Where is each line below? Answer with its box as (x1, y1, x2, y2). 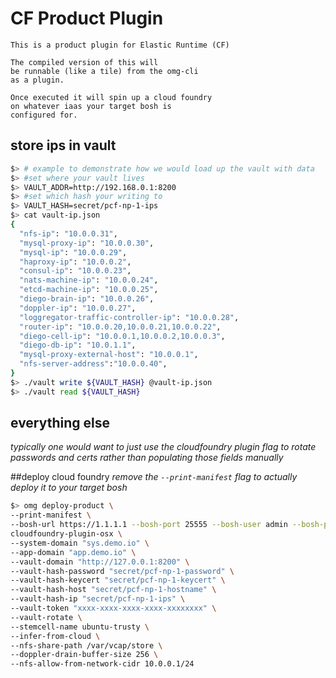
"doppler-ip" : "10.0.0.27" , (19, 303, 137, 313)
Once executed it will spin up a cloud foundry (10, 92, 213, 102)
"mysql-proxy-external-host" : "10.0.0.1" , (19, 350, 199, 360)
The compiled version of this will (10, 57, 159, 67)
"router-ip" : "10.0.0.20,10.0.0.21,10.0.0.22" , (19, 322, 222, 332)
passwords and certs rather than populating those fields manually (10, 452, 284, 464)
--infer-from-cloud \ (10, 631, 101, 641)
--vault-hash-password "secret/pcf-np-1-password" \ (10, 566, 235, 576)
